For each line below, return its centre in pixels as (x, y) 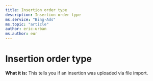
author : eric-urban (26, 29)
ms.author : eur (21, 34)
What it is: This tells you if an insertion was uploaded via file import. (77, 73)
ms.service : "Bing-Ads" (31, 19)
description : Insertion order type (43, 15)
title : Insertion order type (36, 10)
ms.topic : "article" (27, 24)
